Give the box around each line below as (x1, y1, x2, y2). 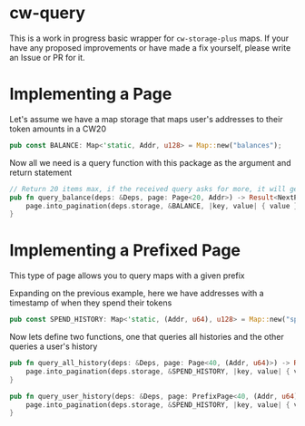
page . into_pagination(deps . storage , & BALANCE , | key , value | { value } (25, 201, 299, 210)
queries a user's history (9, 341, 98, 352)
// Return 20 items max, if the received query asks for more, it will (9, 184, 286, 193)
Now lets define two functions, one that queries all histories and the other (9, 332, 284, 343)
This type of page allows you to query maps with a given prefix (9, 270, 245, 281)
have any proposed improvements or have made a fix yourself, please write (9, 42, 291, 53)
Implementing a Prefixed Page (9, 240, 241, 261)
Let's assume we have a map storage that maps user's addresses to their (9, 113, 283, 124)
